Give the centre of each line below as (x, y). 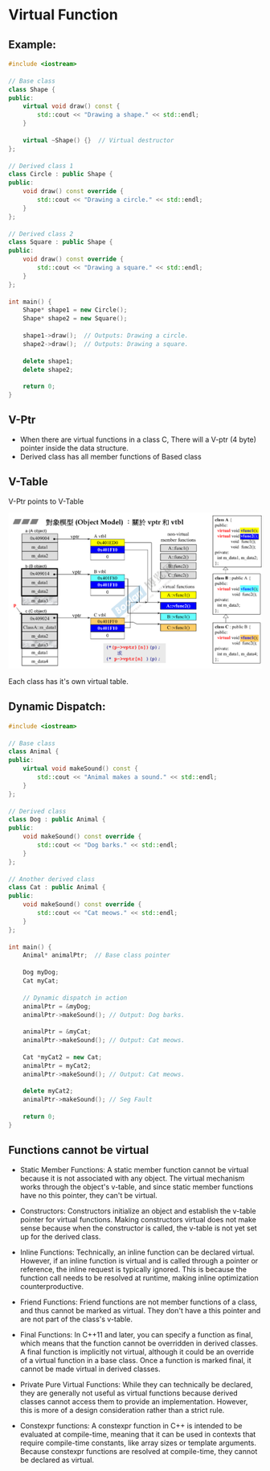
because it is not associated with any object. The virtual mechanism (132, 1178)
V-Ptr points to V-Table (46, 501)
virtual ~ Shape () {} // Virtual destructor (98, 140)
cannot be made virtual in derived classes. (90, 1369)
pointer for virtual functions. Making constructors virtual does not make (138, 1219)
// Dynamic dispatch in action (75, 998)
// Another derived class (51, 879)
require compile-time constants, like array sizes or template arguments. (138, 1443)
